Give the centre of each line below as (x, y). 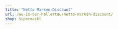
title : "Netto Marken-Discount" (39, 10)
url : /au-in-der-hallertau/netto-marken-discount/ (59, 14)
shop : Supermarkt (23, 19)
